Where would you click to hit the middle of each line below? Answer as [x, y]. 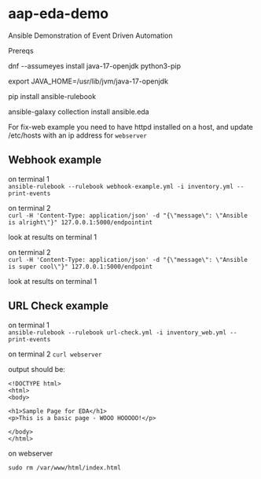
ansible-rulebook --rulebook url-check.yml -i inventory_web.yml [117, 332]
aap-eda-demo [58, 14]
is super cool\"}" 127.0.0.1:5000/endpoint [81, 267]
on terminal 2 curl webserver [55, 354]
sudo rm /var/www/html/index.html [65, 468]
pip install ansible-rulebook [52, 96]
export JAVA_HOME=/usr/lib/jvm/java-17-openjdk [88, 81]
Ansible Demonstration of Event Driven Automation [90, 35]
